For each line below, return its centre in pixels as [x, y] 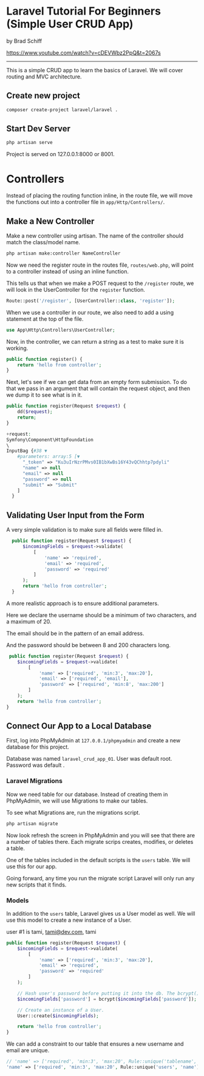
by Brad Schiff [24, 41]
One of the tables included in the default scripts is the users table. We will [98, 860]
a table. [16, 848]
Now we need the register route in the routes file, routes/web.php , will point [100, 265]
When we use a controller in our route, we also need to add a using [90, 312]
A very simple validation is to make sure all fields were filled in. [84, 530]
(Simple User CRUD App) [70, 24]
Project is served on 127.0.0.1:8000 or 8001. [61, 154]
